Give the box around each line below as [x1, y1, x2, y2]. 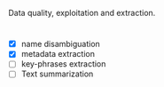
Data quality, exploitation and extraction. [8, 8, 156, 18]
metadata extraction [20, 49, 95, 59]
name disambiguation [20, 39, 101, 50]
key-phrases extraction [20, 59, 106, 69]
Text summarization [20, 68, 94, 79]
